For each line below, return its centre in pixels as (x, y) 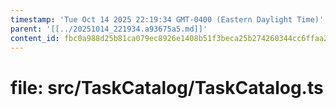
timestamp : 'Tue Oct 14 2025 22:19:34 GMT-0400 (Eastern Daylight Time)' (167, 19)
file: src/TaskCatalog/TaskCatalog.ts (167, 87)
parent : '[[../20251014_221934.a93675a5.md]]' (109, 29)
